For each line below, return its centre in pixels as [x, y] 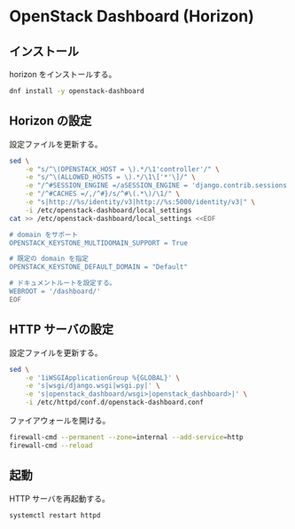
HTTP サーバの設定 [62, 330]
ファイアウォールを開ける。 [60, 420]
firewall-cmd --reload [51, 446]
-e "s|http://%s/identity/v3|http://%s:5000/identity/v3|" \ [140, 202]
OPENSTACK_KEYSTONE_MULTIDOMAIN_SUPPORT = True [99, 243]
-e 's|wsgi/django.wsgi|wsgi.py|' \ [93, 386]
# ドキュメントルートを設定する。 [63, 283]
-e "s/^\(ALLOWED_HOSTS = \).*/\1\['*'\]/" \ [111, 178]
